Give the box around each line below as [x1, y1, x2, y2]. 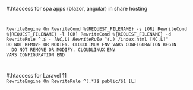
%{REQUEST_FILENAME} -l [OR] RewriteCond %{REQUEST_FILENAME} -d [6, 31, 171, 37]
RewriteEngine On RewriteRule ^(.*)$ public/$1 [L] [6, 78, 137, 84]
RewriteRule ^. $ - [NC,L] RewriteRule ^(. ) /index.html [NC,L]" [6, 36, 169, 42]
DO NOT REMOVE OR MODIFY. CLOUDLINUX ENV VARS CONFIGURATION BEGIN [6, 41, 177, 47]
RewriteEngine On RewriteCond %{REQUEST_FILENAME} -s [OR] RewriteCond [6, 26, 187, 32]
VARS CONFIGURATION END [6, 52, 65, 58]
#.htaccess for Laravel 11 [6, 72, 67, 79]
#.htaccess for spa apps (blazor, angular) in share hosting [6, 5, 148, 12]
